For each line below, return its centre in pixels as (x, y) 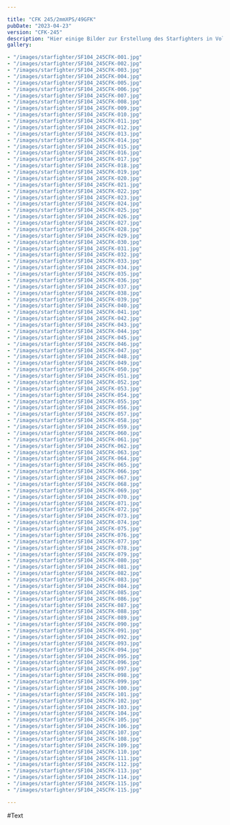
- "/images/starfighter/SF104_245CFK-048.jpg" (75, 357)
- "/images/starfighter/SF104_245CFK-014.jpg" (75, 140)
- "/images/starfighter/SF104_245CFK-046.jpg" (75, 344)
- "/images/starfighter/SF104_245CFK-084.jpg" (75, 586)
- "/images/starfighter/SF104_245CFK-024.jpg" (75, 204)
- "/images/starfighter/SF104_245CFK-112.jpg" (75, 765)
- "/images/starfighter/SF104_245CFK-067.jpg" (75, 478)
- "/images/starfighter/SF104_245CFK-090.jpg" (75, 624)
